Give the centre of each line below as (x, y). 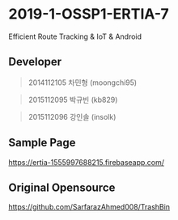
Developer (35, 62)
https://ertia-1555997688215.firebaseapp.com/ (86, 162)
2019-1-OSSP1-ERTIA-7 (89, 14)
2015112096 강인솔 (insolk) (72, 116)
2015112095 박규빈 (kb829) (73, 99)
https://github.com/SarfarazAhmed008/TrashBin (89, 207)
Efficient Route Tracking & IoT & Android (75, 36)
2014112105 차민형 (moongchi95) (83, 82)
